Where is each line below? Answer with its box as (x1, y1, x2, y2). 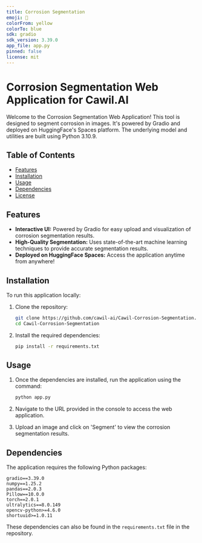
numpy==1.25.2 (6, 481, 42, 487)
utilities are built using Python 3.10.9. (6, 132, 97, 140)
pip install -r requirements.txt (15, 343, 100, 349)
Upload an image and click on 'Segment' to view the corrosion (15, 423, 171, 431)
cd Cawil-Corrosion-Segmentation (15, 320, 100, 326)
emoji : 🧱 (6, 15, 28, 21)
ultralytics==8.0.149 (6, 502, 61, 508)
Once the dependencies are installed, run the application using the (15, 376, 181, 383)
